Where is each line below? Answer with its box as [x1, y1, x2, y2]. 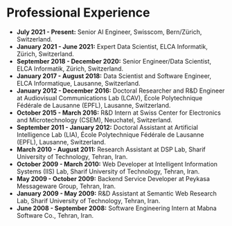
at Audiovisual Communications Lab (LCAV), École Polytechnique [16, 93, 203, 102]
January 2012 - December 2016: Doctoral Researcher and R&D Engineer [16, 86, 225, 95]
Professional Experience [6, 5, 150, 21]
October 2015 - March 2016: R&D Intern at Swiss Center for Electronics [16, 109, 221, 117]
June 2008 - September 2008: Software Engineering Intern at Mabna [16, 204, 217, 212]
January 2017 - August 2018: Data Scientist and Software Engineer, [16, 71, 212, 80]
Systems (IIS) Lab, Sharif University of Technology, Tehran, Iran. [16, 167, 200, 176]
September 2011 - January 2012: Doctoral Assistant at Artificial [16, 123, 199, 131]
